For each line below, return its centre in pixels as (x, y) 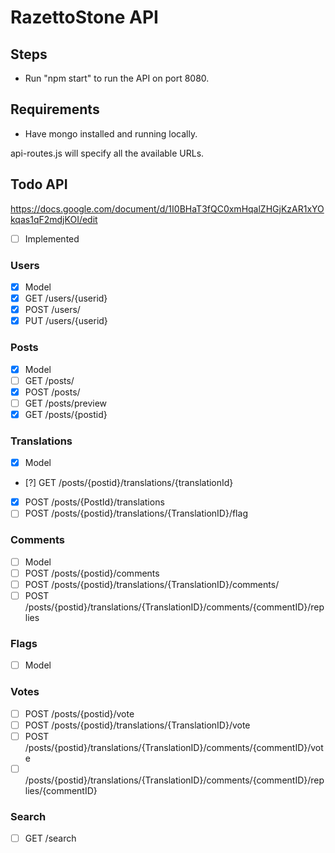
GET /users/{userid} (66, 298)
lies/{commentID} (61, 790)
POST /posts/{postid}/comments (92, 573)
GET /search (50, 838)
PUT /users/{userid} (66, 321)
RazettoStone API (84, 17)
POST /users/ (52, 310)
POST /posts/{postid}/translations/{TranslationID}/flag (136, 513)
